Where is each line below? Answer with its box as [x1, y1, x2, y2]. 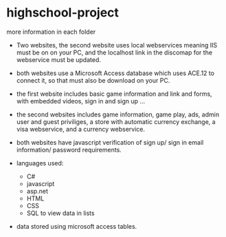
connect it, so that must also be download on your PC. [16, 76, 170, 84]
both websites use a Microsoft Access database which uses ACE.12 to [16, 69, 214, 77]
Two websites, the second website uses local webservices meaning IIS [16, 41, 218, 49]
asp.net [26, 187, 49, 195]
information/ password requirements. [16, 145, 122, 154]
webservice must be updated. [16, 55, 101, 63]
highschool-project [6, 5, 120, 21]
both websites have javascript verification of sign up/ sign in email [16, 138, 204, 146]
